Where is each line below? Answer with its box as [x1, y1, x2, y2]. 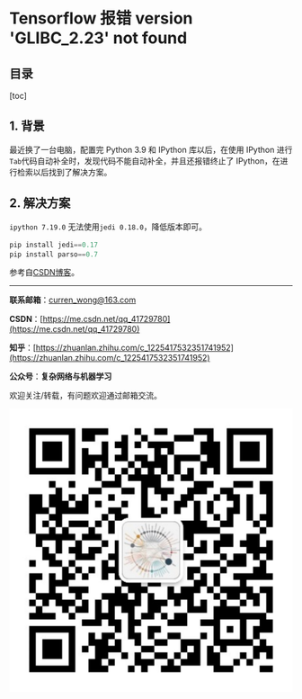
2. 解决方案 [9, 195, 71, 211]
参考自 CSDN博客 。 [9, 267, 79, 278]
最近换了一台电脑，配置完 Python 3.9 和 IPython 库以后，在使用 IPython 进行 [9, 144, 293, 155]
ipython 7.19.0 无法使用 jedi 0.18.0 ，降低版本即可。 [9, 221, 207, 232]
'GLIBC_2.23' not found [9, 28, 188, 49]
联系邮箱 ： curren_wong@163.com [9, 294, 137, 306]
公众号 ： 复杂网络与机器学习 [9, 371, 112, 382]
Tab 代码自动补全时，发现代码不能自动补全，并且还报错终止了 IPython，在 [9, 155, 280, 166]
